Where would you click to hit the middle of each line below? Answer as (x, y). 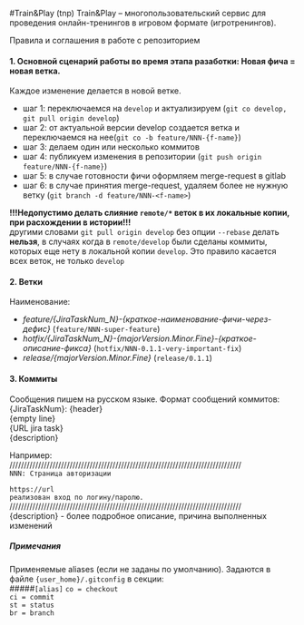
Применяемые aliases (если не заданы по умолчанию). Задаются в (140, 569)
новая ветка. (35, 71)
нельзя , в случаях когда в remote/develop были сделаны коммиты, (138, 242)
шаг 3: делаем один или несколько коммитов (111, 147)
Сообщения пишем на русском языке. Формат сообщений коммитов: (145, 399)
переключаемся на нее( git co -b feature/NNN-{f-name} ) (132, 137)
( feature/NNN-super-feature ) (107, 329)
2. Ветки (26, 281)
